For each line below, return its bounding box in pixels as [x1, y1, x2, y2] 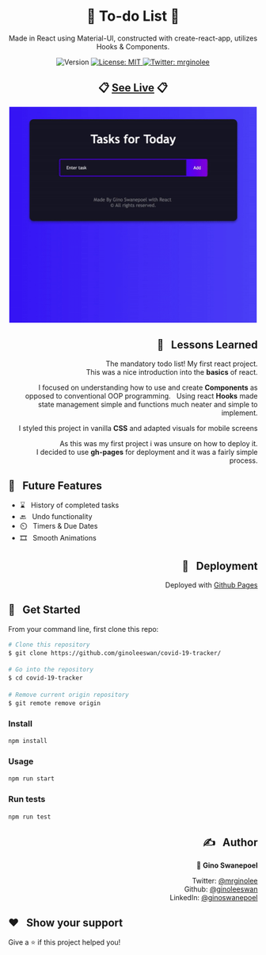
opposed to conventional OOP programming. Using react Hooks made [25, 391, 258, 401]
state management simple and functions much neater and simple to [38, 400, 258, 410]
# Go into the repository [8, 666, 93, 674]
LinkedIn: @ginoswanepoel [169, 893, 258, 903]
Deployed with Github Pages [165, 580, 258, 590]
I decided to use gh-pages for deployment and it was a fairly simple [36, 448, 258, 457]
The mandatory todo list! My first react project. [105, 359, 258, 368]
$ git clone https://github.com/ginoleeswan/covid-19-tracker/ [8, 649, 222, 657]
